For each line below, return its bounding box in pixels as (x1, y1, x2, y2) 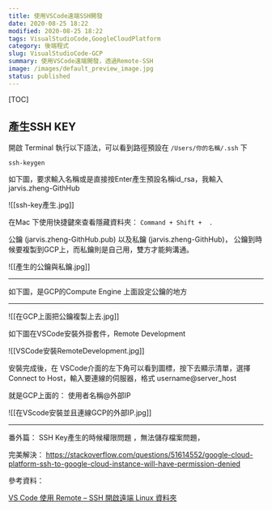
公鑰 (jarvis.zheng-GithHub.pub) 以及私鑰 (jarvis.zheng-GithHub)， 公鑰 (8, 234, 249, 244)
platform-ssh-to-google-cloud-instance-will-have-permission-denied (8, 459, 241, 469)
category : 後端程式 (8, 42, 70, 50)
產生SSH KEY (8, 120, 77, 134)
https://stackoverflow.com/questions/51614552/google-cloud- (45, 450, 253, 460)
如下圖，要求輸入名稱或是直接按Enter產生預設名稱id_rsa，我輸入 (8, 174, 223, 184)
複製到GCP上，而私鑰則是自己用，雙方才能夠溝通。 (22, 245, 194, 255)
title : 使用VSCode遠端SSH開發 (8, 11, 103, 20)
